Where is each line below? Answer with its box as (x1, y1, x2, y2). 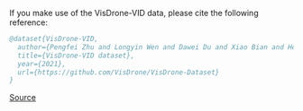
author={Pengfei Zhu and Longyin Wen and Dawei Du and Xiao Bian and (17, 42, 284, 52)
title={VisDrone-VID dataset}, (17, 51, 135, 60)
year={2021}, (17, 59, 67, 68)
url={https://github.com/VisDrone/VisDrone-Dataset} (17, 67, 220, 77)
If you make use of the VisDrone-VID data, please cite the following (9, 8, 259, 18)
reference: (9, 17, 48, 28)
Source (9, 92, 36, 103)
